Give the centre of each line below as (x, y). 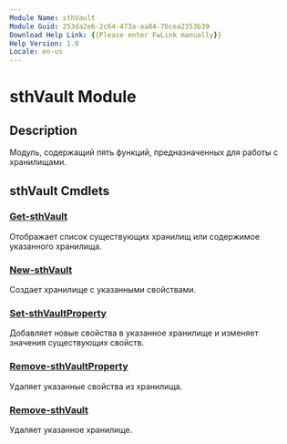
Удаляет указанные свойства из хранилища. (96, 386)
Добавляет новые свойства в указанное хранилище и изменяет (134, 333)
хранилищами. (38, 162)
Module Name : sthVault (52, 18)
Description (43, 130)
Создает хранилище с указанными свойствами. (103, 290)
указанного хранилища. (56, 246)
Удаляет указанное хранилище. (71, 430)
